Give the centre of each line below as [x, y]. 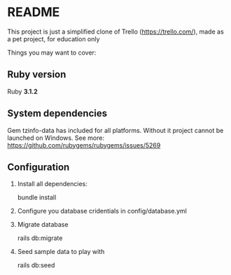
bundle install [37, 197]
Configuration [38, 167]
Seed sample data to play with [61, 252]
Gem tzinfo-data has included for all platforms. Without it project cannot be [115, 130]
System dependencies [57, 114]
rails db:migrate [40, 238]
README [34, 12]
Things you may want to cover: [52, 52]
